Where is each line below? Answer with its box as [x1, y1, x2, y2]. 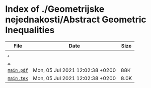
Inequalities [5, 25, 55, 36]
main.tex [7, 75, 28, 81]
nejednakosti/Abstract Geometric [5, 14, 147, 25]
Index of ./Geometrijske [5, 3, 105, 15]
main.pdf [7, 67, 28, 73]
